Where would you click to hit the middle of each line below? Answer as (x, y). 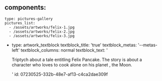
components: (25, 8)
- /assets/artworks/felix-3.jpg (42, 36)
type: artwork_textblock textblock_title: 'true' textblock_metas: (74, 45)
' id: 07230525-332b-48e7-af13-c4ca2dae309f (60, 74)
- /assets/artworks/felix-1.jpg (42, 27)
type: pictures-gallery (29, 19)
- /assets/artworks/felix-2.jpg (42, 31)
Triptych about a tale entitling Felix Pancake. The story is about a (77, 60)
